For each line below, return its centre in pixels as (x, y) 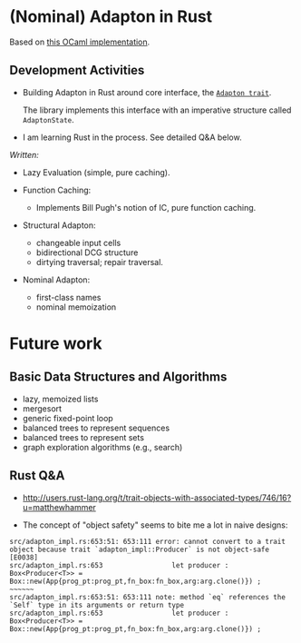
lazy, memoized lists (60, 399)
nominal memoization (76, 307)
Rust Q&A (37, 475)
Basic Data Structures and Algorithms (118, 377)
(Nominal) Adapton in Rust (111, 17)
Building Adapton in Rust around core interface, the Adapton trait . (147, 92)
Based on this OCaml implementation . (80, 42)
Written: (24, 154)
